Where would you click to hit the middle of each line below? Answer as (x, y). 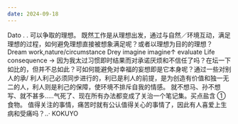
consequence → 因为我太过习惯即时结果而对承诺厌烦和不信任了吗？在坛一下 (119, 60)
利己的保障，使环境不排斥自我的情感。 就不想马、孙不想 (139, 86)
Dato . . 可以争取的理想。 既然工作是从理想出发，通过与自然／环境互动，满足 (119, 35)
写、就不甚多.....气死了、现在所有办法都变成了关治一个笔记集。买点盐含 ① (117, 96)
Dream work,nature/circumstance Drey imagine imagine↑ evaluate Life (111, 52)
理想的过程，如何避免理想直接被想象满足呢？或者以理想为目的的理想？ (110, 44)
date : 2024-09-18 (33, 14)
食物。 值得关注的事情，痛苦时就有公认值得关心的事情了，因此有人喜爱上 (114, 104)
